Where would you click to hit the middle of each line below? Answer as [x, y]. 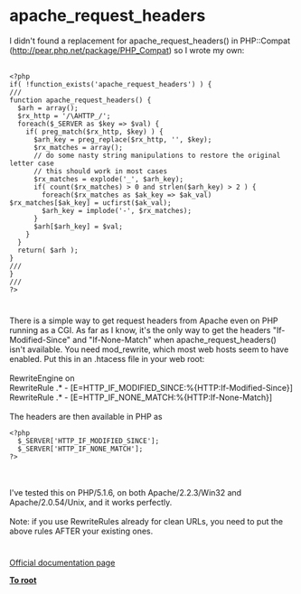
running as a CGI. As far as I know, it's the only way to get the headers [140, 330]
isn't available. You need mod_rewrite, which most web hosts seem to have [149, 349]
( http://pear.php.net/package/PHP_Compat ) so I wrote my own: [127, 50]
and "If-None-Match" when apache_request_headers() [174, 340]
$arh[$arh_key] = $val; [78, 227]
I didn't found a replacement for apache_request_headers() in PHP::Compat [150, 41]
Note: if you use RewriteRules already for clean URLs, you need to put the [146, 522]
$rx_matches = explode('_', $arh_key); [108, 179]
